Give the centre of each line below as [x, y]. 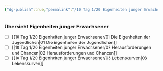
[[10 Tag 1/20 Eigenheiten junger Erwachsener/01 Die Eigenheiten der [81, 37]
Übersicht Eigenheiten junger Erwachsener [57, 26]
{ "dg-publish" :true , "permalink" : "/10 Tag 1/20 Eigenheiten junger [73, 9]
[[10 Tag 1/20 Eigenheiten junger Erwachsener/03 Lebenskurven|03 [79, 58]
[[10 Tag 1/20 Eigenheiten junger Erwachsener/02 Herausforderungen [81, 47]
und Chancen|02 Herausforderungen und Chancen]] [64, 53]
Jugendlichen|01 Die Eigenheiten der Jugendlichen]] [64, 42]
